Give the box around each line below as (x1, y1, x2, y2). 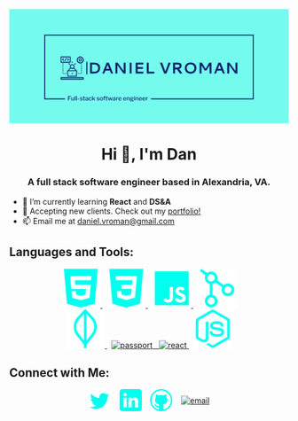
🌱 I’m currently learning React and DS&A (21, 196, 171, 207)
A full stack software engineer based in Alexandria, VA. (27, 176, 271, 189)
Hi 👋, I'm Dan (100, 144, 198, 165)
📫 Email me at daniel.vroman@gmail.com (21, 215, 175, 226)
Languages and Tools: (9, 245, 135, 260)
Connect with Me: (9, 365, 110, 380)
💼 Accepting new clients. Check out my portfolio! (21, 206, 201, 216)
